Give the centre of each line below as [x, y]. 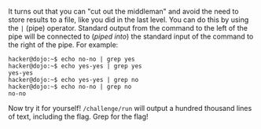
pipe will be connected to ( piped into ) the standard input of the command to [131, 36]
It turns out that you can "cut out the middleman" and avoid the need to [123, 11]
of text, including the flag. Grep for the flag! [78, 116]
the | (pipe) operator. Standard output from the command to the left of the [128, 28]
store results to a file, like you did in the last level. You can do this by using [129, 20]
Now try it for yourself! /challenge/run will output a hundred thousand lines [130, 108]
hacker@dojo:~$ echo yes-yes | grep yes [75, 66]
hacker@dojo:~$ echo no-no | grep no [70, 87]
